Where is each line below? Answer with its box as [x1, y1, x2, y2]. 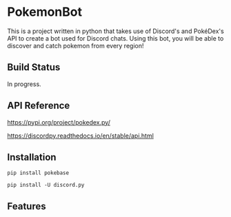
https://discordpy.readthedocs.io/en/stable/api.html [7, 132, 154, 140]
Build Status [7, 61, 61, 73]
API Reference [7, 100, 70, 112]
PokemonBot [7, 4, 83, 20]
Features [7, 200, 46, 212]
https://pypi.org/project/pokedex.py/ [7, 118, 110, 126]
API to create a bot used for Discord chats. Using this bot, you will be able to [7, 34, 224, 42]
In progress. [7, 80, 41, 88]
